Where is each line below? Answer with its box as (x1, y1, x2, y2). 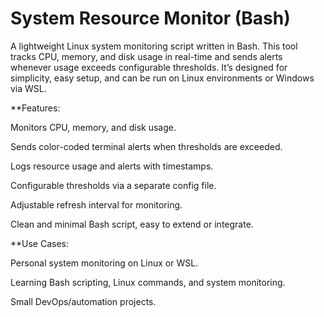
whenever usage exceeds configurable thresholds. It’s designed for (10, 61, 288, 73)
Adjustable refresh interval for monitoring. (10, 198, 183, 211)
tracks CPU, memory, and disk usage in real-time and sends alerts (10, 50, 283, 62)
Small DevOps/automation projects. (10, 295, 157, 307)
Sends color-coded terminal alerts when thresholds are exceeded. (10, 140, 283, 152)
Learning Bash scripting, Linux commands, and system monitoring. (10, 276, 286, 288)
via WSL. (10, 82, 47, 94)
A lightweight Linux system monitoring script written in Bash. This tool (10, 40, 298, 52)
